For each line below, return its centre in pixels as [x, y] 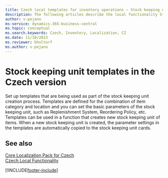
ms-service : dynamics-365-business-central [51, 24]
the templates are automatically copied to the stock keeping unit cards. [78, 128]
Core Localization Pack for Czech [40, 156]
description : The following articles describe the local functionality [81, 14]
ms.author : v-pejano [27, 47]
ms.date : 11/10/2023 [27, 38]
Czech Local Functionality [32, 161]
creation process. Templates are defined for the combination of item [75, 101]
